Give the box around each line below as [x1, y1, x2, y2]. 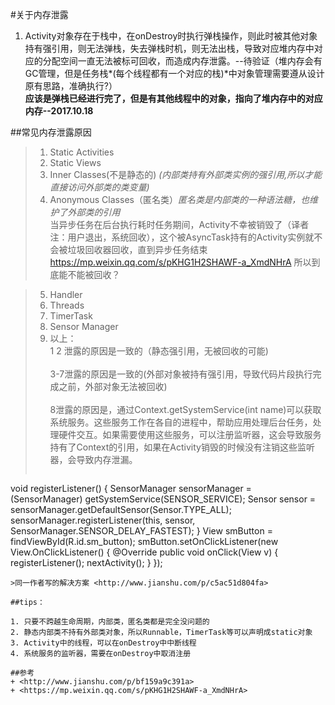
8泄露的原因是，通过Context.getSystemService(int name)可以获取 [49, 404, 322, 415]
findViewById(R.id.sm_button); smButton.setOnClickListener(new [10, 536, 279, 547]
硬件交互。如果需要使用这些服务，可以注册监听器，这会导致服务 [58, 429, 322, 440]
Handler [49, 289, 83, 300]
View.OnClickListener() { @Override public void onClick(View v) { [10, 546, 279, 558]
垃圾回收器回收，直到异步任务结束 [67, 244, 208, 255]
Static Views [49, 157, 102, 168]
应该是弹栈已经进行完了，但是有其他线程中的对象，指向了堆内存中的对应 [24, 93, 323, 104]
